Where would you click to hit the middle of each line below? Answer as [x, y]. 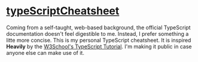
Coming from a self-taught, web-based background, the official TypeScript [98, 27]
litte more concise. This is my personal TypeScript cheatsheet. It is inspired [99, 40]
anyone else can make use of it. [45, 52]
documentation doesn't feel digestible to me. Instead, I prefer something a [98, 33]
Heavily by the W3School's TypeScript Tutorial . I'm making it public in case [99, 46]
